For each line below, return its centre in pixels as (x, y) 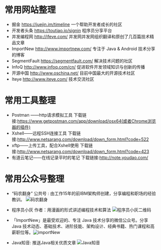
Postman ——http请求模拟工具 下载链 (49, 115)
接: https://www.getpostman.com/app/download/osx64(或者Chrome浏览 (84, 121)
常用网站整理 (30, 10)
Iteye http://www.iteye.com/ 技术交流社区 (53, 79)
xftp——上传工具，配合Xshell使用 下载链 (52, 145)
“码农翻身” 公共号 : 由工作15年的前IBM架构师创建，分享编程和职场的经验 (84, 193)
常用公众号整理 (35, 179)
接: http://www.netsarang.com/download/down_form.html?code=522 (80, 139)
